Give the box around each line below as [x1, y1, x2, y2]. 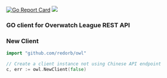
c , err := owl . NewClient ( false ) [6, 66, 86, 72]
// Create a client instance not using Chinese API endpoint [6, 61, 162, 67]
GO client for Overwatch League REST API [6, 21, 130, 29]
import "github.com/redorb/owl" [6, 50, 86, 56]
